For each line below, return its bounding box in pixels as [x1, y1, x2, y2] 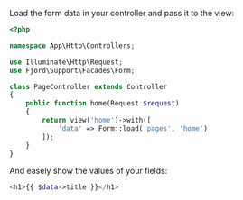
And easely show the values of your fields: [9, 166, 168, 177]
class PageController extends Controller [9, 82, 168, 91]
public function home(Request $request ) [25, 99, 180, 108]
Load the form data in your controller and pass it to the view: [9, 8, 235, 18]
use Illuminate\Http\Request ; [9, 58, 124, 67]
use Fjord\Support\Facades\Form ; [9, 66, 136, 75]
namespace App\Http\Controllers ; [9, 41, 136, 50]
